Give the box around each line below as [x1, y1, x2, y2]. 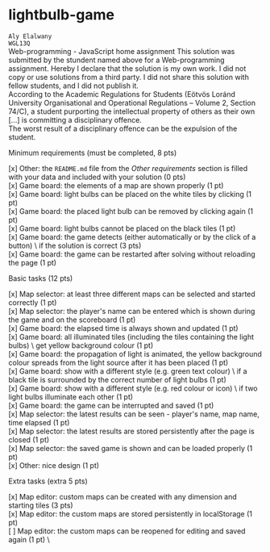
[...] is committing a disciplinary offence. [8, 115, 143, 124]
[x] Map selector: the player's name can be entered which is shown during [8, 306, 255, 316]
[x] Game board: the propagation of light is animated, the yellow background [8, 349, 262, 358]
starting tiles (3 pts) [8, 500, 74, 510]
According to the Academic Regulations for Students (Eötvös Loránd [8, 89, 235, 98]
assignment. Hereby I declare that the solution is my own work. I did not [8, 63, 247, 73]
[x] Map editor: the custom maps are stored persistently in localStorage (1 [8, 508, 252, 518]
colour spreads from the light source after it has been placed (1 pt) [8, 358, 229, 367]
